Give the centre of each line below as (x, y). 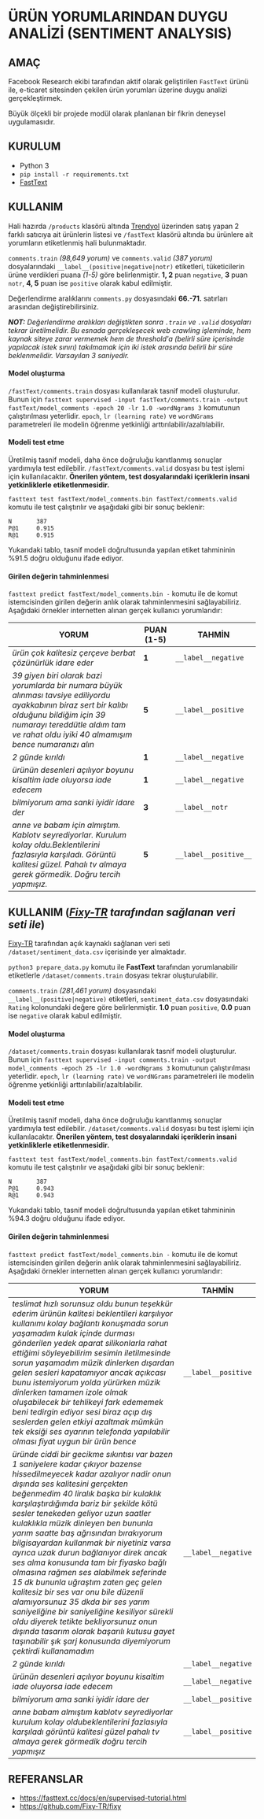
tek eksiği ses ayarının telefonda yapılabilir (91, 1431)
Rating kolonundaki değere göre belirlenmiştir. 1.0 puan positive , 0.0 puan (130, 1007)
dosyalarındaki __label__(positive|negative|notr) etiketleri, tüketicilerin (126, 266)
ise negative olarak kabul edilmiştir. (65, 1016)
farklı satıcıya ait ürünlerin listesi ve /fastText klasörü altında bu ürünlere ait (131, 234)
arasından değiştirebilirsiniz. (54, 306)
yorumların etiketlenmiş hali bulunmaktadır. (77, 242)
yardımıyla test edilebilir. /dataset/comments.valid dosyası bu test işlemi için (131, 1129)
